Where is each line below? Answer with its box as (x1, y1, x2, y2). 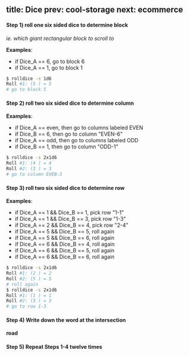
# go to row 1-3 (6, 304, 46, 310)
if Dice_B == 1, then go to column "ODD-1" (14, 143, 119, 151)
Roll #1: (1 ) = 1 (6, 292, 52, 298)
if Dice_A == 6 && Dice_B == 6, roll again (14, 253, 115, 261)
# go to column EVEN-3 (6, 171, 62, 177)
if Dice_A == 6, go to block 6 (14, 58, 85, 65)
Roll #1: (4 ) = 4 (6, 160, 52, 166)
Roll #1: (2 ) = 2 (6, 270, 52, 276)
